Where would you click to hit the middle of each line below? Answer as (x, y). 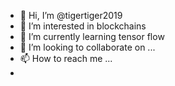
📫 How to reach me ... (66, 58)
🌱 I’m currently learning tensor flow (92, 36)
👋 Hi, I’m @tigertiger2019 (71, 15)
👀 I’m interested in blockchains (83, 26)
